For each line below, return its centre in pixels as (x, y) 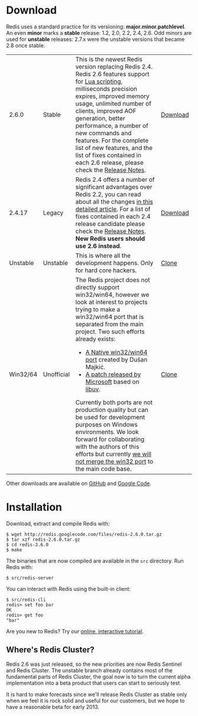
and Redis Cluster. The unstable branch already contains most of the (89, 670)
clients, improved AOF (106, 111)
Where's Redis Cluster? (50, 650)
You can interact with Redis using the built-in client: (68, 589)
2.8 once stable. (26, 45)
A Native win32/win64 (116, 352)
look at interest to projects (112, 302)
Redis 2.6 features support (113, 74)
